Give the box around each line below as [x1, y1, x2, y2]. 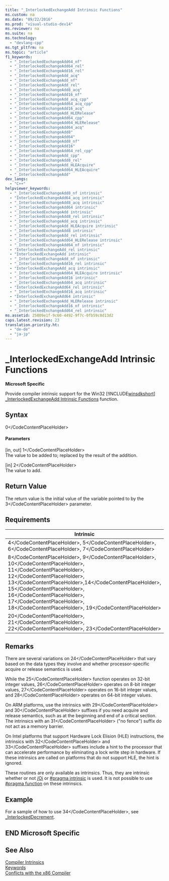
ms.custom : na [5, 12, 35, 17]
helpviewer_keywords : [5, 186, 51, 191]
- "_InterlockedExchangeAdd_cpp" [10, 153, 80, 158]
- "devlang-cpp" [10, 40, 44, 45]
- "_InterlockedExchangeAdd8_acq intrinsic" [10, 200, 105, 205]
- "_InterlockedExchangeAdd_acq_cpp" [10, 97, 89, 102]
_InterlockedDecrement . [5, 814, 55, 820]
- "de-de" [10, 327, 30, 332]
